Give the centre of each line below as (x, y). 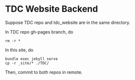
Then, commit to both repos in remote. (44, 72)
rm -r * (13, 41)
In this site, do (19, 50)
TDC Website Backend (52, 9)
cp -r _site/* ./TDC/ (27, 63)
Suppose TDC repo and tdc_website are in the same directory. (68, 22)
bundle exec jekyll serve (31, 59)
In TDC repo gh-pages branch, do (39, 32)
